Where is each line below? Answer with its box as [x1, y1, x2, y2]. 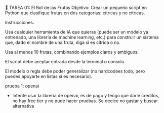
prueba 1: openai [5, 83, 40, 89]
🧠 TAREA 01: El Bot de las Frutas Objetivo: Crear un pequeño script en [5, 5, 147, 10]
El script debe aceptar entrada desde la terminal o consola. [5, 59, 125, 64]
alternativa [12, 103, 35, 109]
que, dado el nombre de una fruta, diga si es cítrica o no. [5, 39, 121, 45]
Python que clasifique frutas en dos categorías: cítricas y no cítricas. [5, 10, 145, 16]
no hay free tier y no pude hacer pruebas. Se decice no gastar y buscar [12, 98, 158, 104]
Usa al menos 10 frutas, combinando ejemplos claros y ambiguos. [5, 49, 139, 55]
